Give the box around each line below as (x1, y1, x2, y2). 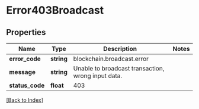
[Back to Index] (6, 97, 43, 104)
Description (103, 45, 137, 53)
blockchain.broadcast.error (73, 54, 149, 63)
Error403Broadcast (6, 4, 104, 17)
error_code (9, 54, 41, 63)
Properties (6, 27, 46, 37)
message (9, 68, 36, 76)
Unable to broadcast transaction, (73, 65, 165, 72)
